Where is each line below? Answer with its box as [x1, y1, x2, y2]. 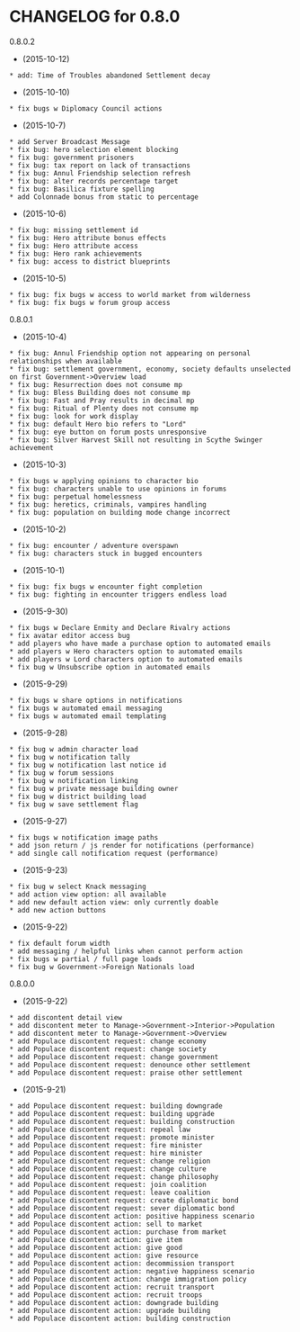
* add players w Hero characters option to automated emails [9, 646, 243, 656]
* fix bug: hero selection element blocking [9, 145, 179, 154]
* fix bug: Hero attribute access [9, 241, 139, 250]
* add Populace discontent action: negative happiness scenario [9, 1266, 255, 1275]
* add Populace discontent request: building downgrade [9, 1101, 223, 1111]
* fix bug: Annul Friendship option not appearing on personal [9, 348, 251, 357]
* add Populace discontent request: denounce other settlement [9, 1060, 251, 1069]
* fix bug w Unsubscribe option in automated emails [9, 662, 211, 671]
